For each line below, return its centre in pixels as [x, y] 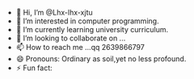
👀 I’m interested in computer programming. [87, 21]
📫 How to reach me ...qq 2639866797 [80, 47]
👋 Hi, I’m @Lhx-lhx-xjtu [54, 12]
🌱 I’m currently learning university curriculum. [92, 29]
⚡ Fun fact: [34, 68]
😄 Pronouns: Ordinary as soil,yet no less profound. [101, 59]
